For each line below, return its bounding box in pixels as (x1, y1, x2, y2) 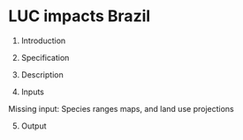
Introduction (20, 35, 66, 46)
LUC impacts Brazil (8, 6, 151, 26)
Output (20, 121, 47, 131)
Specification (20, 52, 70, 63)
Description (20, 69, 64, 80)
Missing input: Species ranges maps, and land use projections (8, 103, 235, 114)
